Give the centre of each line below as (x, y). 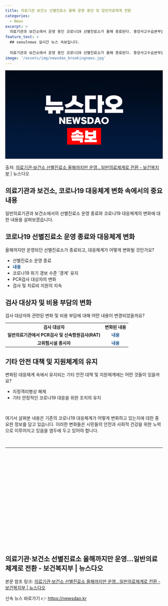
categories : (17, 16)
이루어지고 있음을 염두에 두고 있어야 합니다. (56, 430)
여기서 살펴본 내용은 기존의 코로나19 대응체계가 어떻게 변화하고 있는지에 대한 (79, 418)
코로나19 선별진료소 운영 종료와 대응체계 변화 (70, 237)
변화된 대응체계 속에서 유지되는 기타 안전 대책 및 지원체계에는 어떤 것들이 (76, 374)
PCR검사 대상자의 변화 (34, 279)
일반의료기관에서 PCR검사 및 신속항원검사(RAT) (54, 335)
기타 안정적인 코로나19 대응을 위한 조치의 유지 (57, 398)
